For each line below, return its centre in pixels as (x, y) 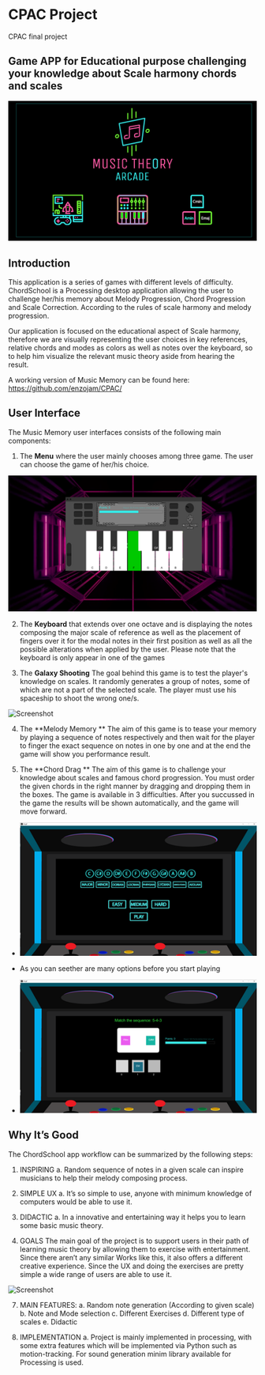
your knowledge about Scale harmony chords (123, 74)
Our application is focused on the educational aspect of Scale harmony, (125, 331)
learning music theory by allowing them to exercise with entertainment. (135, 1249)
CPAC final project (38, 36)
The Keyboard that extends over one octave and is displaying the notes (136, 624)
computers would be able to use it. (76, 1201)
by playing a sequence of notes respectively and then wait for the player (137, 737)
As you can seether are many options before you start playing (120, 968)
